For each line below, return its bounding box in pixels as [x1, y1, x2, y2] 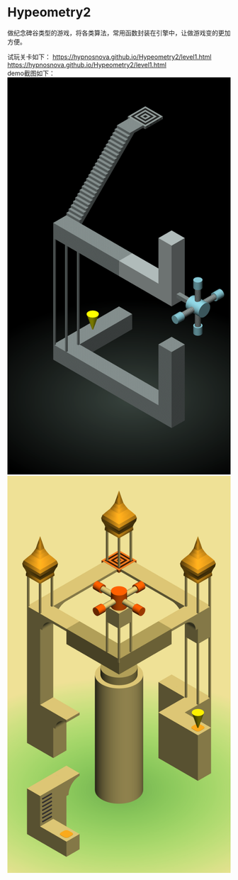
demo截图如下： [7, 69, 55, 77]
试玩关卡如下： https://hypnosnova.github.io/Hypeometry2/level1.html [7, 52, 212, 61]
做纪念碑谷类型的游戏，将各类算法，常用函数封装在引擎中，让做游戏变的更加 [7, 28, 231, 37]
